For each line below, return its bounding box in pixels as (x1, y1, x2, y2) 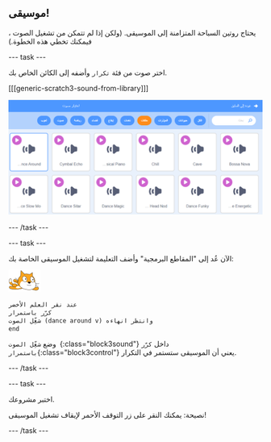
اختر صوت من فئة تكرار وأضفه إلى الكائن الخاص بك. (8, 68, 168, 77)
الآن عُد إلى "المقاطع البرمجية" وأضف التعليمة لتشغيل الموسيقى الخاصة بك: (8, 254, 234, 264)
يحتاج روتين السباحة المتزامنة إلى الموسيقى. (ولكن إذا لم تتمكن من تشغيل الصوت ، (8, 27, 256, 37)
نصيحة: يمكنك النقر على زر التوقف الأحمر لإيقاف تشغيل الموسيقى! (8, 411, 207, 420)
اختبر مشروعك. (8, 394, 55, 404)
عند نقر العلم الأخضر (8, 301, 78, 309)
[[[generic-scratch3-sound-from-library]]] (8, 83, 149, 93)
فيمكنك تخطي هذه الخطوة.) (8, 36, 93, 46)
